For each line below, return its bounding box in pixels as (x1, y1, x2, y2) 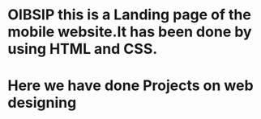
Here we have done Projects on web (7, 76, 254, 95)
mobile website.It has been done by (7, 23, 252, 41)
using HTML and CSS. (7, 40, 158, 58)
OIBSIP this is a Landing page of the (7, 6, 252, 24)
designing (7, 94, 77, 112)
